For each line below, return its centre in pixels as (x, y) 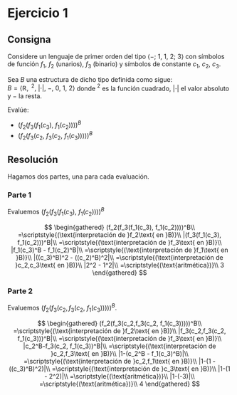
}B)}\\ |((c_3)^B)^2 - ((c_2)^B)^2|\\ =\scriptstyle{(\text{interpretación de (120, 257)
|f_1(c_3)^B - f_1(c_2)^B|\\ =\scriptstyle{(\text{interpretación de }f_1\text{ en (120, 250)
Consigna (29, 39)
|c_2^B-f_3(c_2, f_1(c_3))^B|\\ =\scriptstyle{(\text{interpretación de (120, 346)
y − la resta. (25, 96)
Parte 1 (20, 195)
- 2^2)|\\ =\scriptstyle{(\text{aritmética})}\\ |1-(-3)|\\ (120, 376)
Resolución (33, 159)
